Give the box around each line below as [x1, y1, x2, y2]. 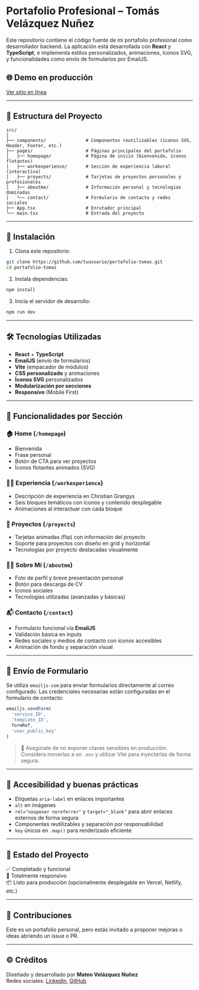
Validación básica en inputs [14, 630, 82, 638]
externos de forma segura [14, 814, 79, 821]
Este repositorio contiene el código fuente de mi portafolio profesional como [6, 36, 192, 43]
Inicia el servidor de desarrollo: [14, 298, 91, 304]
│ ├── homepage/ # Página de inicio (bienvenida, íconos [6, 153, 187, 159]
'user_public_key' [11, 728, 57, 734]
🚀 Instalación [6, 232, 55, 242]
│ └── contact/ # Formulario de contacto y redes [6, 194, 171, 200]
